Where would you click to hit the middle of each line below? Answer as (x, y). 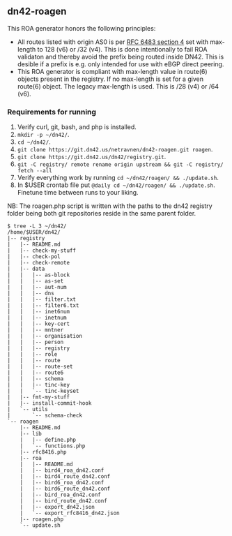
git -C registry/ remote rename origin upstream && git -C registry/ (121, 165)
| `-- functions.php (53, 446)
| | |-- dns (31, 293)
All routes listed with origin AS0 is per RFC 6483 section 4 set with (113, 42)
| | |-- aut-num (37, 288)
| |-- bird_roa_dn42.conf (60, 495)
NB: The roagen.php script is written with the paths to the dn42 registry (110, 206)
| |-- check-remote (39, 263)
